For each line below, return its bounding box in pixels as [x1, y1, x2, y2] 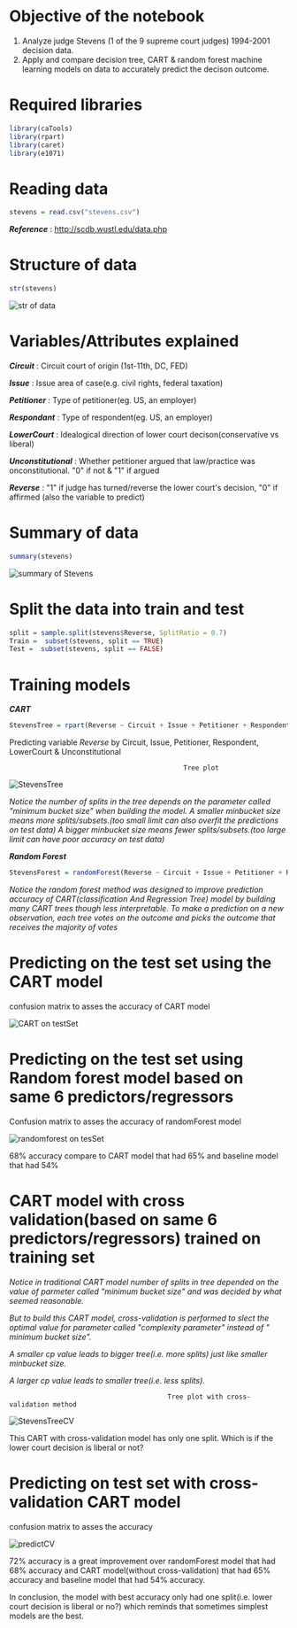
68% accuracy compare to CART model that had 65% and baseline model [9, 1150, 278, 1161]
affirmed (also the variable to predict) [9, 492, 146, 502]
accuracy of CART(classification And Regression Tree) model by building [9, 894, 276, 904]
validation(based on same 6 [9, 1210, 218, 1230]
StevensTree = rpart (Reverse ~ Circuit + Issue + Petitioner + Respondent [9, 721, 291, 730]
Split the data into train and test [9, 599, 245, 619]
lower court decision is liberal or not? [9, 1442, 144, 1453]
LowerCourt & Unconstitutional [9, 747, 122, 757]
